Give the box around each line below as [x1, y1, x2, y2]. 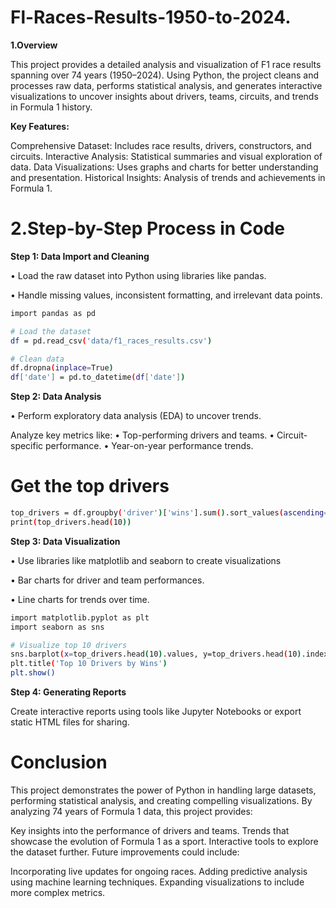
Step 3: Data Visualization [10, 535, 121, 547]
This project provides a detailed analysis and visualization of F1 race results [10, 58, 322, 70]
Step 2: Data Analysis [10, 391, 102, 403]
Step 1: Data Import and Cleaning [10, 250, 150, 262]
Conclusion [10, 751, 108, 774]
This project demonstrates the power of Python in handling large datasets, [10, 784, 317, 796]
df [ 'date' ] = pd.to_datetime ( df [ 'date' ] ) [10, 372, 186, 383]
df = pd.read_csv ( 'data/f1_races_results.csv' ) [10, 336, 213, 346]
